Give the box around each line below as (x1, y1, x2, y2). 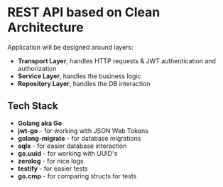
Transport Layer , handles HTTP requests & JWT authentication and (17, 56, 217, 65)
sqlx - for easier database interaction (17, 141, 127, 150)
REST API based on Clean (7, 4, 161, 21)
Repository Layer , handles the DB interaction (17, 79, 151, 87)
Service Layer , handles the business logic (17, 72, 141, 80)
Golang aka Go (17, 119, 62, 127)
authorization (17, 64, 57, 73)
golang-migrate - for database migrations (17, 134, 141, 142)
